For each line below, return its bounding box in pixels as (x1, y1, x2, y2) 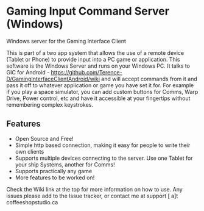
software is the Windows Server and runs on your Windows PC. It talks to (6, 62, 191, 70)
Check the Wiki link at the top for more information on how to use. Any (6, 185, 183, 193)
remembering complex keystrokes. (6, 101, 93, 108)
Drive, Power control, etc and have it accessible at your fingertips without (6, 95, 191, 102)
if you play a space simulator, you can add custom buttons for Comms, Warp (6, 88, 199, 95)
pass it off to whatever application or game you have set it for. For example (6, 81, 194, 89)
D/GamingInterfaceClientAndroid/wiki (6, 75, 100, 82)
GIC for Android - (6, 68, 50, 76)
